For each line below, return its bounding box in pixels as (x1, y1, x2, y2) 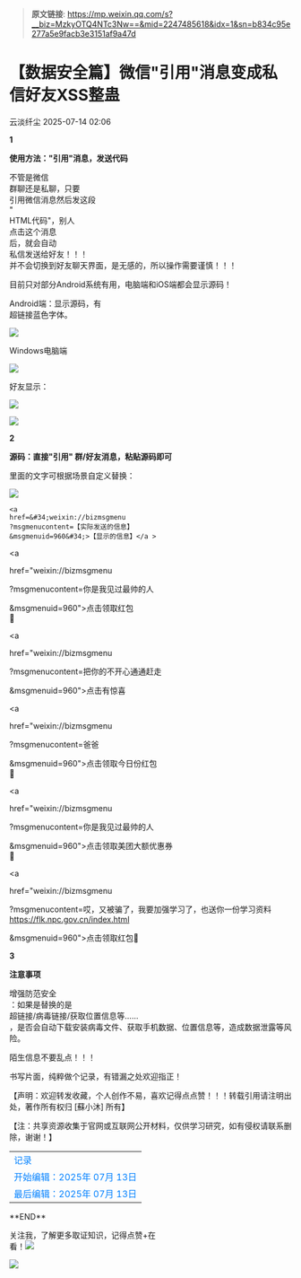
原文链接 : (30, 9, 65, 19)
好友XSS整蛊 (25, 85, 120, 106)
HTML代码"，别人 (9, 214, 75, 225)
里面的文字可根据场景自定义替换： (9, 470, 135, 481)
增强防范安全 (9, 987, 56, 999)
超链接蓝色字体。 (9, 309, 73, 319)
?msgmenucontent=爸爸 (9, 739, 99, 749)
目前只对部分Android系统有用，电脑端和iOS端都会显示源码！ (9, 278, 232, 290)
